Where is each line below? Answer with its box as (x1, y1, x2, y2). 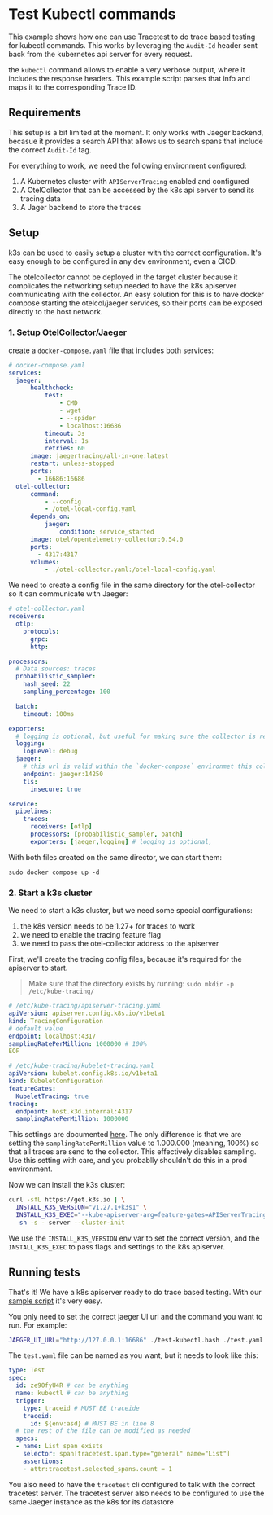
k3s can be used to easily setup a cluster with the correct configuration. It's (8, 248, 262, 257)
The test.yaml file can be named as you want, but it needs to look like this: (8, 1350, 258, 1360)
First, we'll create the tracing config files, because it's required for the (8, 955, 242, 964)
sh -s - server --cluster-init (19, 1219, 126, 1227)
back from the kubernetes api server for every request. (8, 49, 193, 59)
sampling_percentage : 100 (23, 687, 111, 696)
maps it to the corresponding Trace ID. (8, 82, 137, 92)
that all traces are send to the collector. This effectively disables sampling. (8, 1147, 257, 1157)
